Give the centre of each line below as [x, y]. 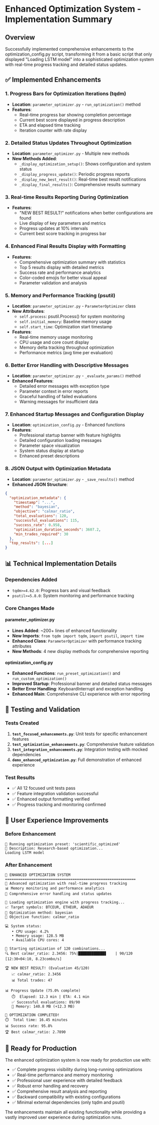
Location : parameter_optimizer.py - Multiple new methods [71, 153]
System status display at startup [52, 451]
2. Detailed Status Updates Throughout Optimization [68, 143]
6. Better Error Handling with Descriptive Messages [67, 365]
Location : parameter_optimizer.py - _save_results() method [73, 479]
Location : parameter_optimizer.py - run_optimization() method [76, 104]
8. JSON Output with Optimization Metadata [58, 469]
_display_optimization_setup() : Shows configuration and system [85, 164]
